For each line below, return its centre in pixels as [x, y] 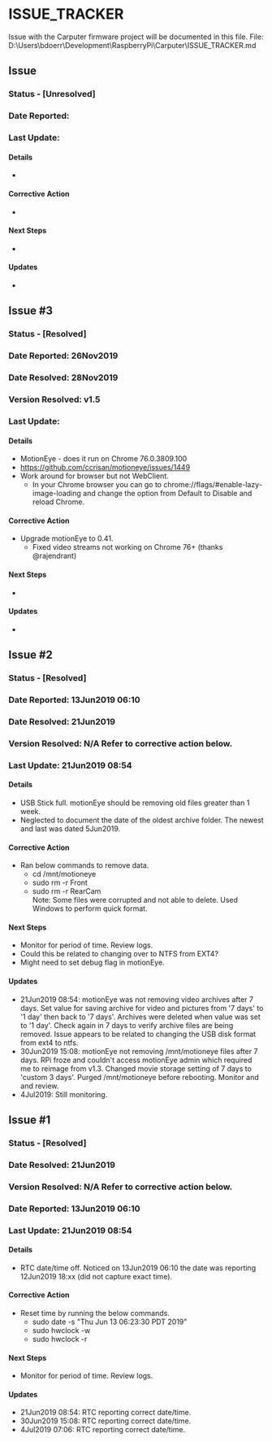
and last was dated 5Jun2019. [70, 828]
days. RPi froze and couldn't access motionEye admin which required [136, 1060]
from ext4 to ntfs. [49, 1043]
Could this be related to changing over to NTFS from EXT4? [119, 954]
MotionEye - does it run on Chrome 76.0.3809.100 [104, 459]
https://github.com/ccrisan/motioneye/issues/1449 [105, 468]
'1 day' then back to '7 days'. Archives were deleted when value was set [140, 1017]
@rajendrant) [54, 556]
